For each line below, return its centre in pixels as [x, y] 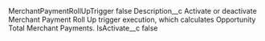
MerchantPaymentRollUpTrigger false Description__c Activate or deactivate [132, 11]
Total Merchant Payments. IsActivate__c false [83, 28]
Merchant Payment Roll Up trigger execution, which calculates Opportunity [132, 19]
